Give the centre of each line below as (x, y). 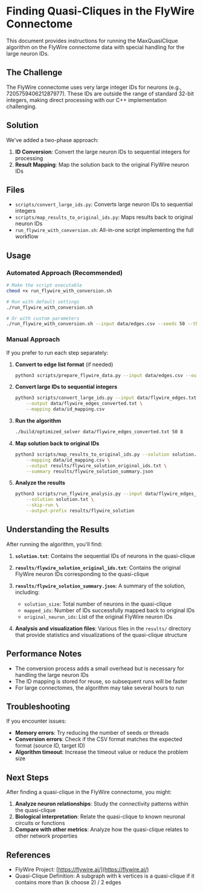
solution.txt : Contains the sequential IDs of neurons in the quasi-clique (105, 556)
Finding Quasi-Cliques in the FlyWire (101, 11)
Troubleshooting (38, 706)
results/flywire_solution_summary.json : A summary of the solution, (100, 586)
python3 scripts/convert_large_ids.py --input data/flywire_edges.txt (106, 398)
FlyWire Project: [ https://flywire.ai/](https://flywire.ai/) (82, 870)
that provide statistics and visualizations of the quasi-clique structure (101, 635)
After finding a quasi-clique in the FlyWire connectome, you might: (89, 792)
